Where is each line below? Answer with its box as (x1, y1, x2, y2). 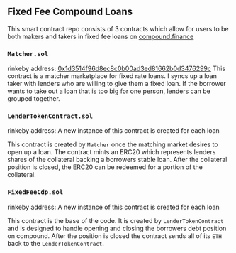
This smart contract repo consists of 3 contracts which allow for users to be (7, 24, 229, 33)
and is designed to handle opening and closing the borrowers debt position (7, 224, 227, 232)
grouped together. (7, 95, 60, 103)
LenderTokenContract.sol (7, 112, 94, 120)
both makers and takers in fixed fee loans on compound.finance (7, 32, 194, 41)
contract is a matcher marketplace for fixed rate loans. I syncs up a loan (7, 72, 218, 80)
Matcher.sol (7, 50, 49, 58)
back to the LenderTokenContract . (7, 239, 105, 247)
